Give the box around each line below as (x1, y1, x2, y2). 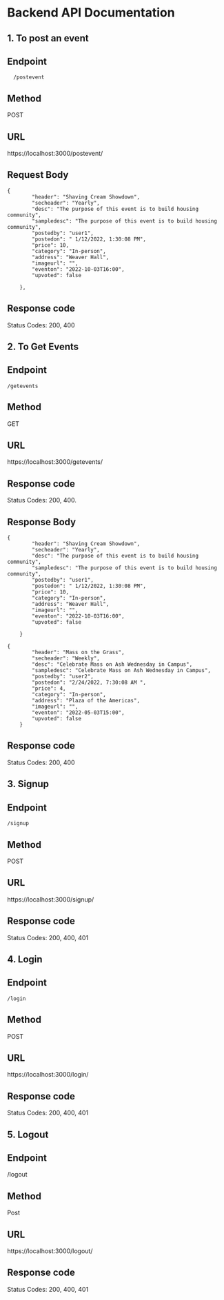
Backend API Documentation (7, 5, 175, 21)
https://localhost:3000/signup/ (7, 895, 94, 904)
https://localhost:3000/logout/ (7, 1247, 93, 1255)
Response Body (7, 516, 77, 528)
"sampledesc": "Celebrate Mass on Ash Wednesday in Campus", (32, 667, 212, 674)
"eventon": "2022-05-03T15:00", (32, 709, 125, 716)
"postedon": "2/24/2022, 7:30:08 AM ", (32, 679, 147, 687)
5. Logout (7, 1128, 49, 1140)
